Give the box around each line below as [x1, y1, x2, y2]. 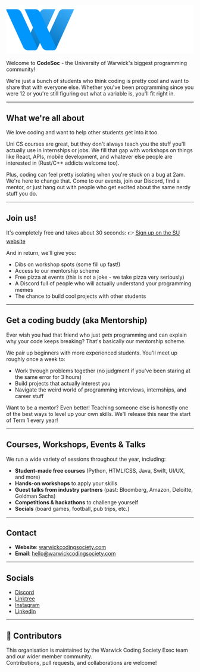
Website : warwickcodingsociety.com [14, 544, 107, 551]
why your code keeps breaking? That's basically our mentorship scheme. [6, 337, 186, 344]
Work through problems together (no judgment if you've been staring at [14, 367, 190, 374]
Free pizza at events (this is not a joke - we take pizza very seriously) [14, 273, 185, 281]
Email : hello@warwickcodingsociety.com [14, 550, 116, 557]
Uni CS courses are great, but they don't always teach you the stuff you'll [6, 140, 186, 147]
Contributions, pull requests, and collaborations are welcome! [6, 659, 157, 667]
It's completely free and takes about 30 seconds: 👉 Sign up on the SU [6, 229, 180, 236]
